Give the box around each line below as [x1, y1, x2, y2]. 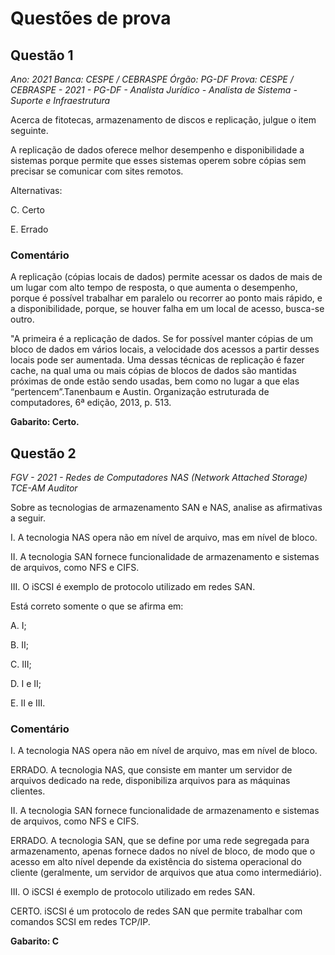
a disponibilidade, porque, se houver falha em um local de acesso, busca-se [10, 303, 325, 315]
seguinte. [10, 125, 49, 136]
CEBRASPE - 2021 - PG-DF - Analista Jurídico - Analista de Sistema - [10, 84, 298, 96]
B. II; [10, 639, 29, 651]
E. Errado [10, 223, 49, 235]
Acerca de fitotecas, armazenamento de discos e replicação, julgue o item [10, 114, 317, 126]
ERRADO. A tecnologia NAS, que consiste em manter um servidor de [10, 764, 293, 776]
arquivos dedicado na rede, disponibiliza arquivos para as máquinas [10, 775, 291, 787]
